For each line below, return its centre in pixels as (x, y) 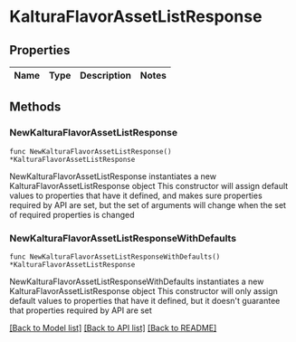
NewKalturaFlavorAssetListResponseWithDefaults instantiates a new (137, 281)
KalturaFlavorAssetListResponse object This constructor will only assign (144, 290)
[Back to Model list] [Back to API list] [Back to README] (113, 328)
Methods (35, 107)
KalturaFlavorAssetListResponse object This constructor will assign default (149, 185)
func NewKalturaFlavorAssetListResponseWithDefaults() (115, 256)
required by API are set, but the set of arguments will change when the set (148, 204)
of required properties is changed (72, 214)
